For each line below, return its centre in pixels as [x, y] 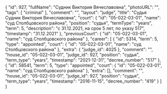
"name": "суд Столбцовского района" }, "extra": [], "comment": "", [74, 71]
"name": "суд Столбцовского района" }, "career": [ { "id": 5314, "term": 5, [82, 39]
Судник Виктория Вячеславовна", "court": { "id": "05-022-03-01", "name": [83, 18]
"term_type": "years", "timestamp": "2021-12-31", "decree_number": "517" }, [83, 60]
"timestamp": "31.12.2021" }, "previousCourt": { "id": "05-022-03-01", [76, 34]
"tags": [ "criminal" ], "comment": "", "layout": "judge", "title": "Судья [76, 12]
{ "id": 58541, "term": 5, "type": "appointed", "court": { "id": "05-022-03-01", [83, 65]
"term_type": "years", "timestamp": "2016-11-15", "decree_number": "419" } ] [83, 81]
